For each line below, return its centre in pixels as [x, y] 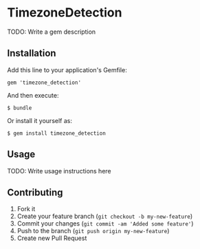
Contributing [35, 192]
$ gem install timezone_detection [57, 133]
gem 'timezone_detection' [44, 83]
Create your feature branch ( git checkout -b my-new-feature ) [105, 216]
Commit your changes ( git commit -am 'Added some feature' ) [105, 224]
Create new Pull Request [52, 238]
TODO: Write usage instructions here [59, 171]
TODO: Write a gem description [52, 32]
